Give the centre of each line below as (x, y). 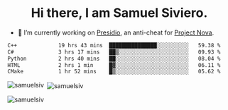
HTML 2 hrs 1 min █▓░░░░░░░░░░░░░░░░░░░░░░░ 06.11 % (114, 65)
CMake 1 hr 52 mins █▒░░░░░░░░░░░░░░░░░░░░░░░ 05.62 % (114, 72)
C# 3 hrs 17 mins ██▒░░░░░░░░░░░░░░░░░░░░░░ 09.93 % (114, 52)
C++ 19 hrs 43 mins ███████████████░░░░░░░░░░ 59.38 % (114, 45)
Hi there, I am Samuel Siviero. (119, 13)
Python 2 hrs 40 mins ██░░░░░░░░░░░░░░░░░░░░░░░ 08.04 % (114, 59)
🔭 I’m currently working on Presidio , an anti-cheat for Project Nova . (116, 32)
